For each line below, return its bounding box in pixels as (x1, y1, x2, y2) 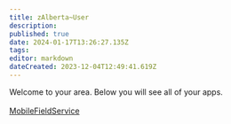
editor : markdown (9, 54, 74, 63)
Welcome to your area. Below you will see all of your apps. (9, 86, 224, 97)
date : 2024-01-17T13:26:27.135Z (9, 37, 129, 47)
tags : (9, 46, 29, 55)
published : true (9, 29, 69, 38)
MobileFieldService (9, 105, 80, 116)
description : (9, 21, 58, 30)
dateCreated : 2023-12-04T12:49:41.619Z (9, 63, 157, 72)
